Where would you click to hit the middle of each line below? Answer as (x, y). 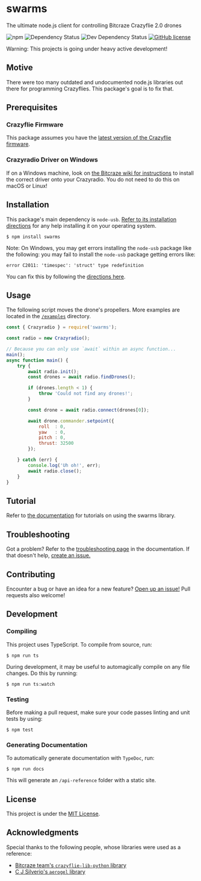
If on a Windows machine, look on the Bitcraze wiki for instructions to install (100, 173)
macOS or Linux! (27, 186)
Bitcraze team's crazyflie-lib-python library (70, 865)
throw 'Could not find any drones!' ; (86, 393)
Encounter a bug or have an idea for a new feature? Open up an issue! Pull (98, 589)
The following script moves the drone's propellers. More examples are (93, 310)
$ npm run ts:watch (31, 684)
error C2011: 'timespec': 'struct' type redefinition (75, 265)
